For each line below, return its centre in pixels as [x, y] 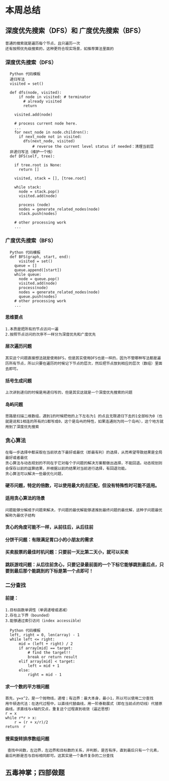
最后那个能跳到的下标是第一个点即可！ [54, 571]
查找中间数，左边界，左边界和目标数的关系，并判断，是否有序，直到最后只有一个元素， [84, 750]
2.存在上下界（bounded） [28, 616]
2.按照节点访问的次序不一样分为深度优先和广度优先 [51, 334]
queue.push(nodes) [38, 296]
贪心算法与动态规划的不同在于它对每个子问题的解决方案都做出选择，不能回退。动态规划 [82, 463]
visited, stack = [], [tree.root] [50, 179]
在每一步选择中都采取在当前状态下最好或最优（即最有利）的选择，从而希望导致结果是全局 [84, 452]
